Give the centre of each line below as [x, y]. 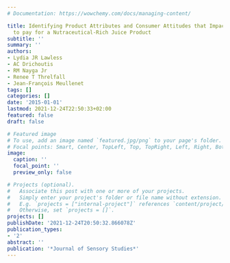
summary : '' [24, 45]
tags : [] [20, 90]
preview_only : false [42, 172]
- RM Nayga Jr [27, 70]
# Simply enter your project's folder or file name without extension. [115, 197]
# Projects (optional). [41, 185]
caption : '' [30, 160]
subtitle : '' [26, 38]
